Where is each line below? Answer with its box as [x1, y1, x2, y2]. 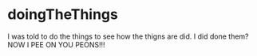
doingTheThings [7, 6, 119, 24]
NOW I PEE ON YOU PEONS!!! [7, 39, 105, 49]
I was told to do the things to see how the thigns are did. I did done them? [7, 32, 249, 41]
